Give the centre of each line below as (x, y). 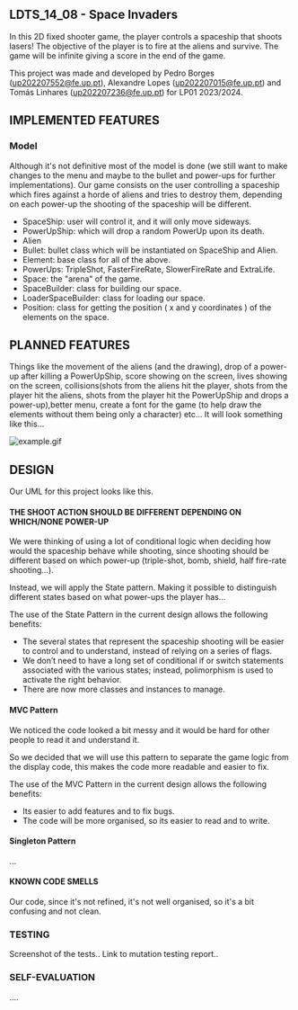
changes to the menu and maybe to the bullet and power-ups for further (143, 175)
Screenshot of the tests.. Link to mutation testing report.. (114, 954)
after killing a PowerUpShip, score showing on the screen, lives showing (154, 376)
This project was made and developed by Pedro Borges (112, 73)
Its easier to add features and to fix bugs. (98, 811)
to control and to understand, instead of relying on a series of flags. (147, 651)
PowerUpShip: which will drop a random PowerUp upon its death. (143, 231)
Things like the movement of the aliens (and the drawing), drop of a (134, 367)
